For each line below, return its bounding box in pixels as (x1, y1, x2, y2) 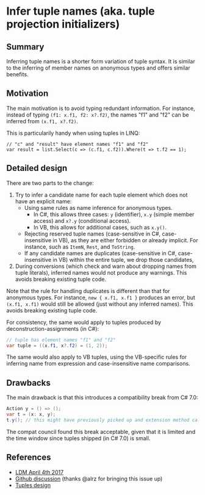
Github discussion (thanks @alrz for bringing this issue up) (15, 475, 163, 482)
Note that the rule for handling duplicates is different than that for (6, 287, 170, 294)
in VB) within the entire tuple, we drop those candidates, (52, 256, 194, 263)
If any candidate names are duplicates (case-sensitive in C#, (24, 249, 177, 257)
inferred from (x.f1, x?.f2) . (6, 117, 78, 125)
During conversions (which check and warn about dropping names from (15, 262, 196, 270)
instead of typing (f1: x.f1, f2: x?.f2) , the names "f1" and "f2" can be (6, 111, 189, 118)
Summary (6, 42, 45, 52)
